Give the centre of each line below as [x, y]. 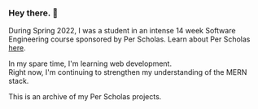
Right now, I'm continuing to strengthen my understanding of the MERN [128, 72]
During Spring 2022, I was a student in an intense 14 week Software [122, 31]
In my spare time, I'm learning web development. [90, 63]
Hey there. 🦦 [33, 13]
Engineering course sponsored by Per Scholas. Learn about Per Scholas [129, 39]
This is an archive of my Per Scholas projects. [85, 97]
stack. [19, 81]
